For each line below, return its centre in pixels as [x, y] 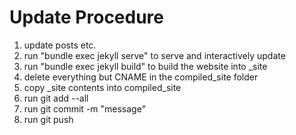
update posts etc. [60, 45]
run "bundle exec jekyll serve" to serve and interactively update [154, 55]
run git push [48, 119]
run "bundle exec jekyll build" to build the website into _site [145, 66]
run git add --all [56, 98]
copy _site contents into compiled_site [102, 87]
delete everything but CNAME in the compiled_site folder [141, 77]
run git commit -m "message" [85, 108]
